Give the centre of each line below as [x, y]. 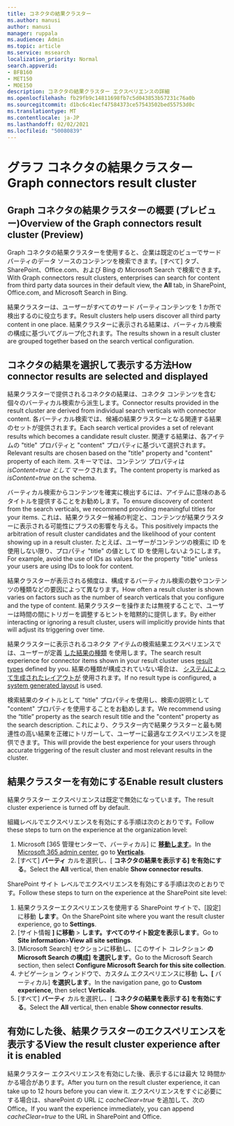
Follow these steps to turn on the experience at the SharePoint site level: [123, 893]
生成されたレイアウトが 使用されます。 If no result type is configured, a [115, 678]
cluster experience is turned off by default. [69, 807]
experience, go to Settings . [57, 924]
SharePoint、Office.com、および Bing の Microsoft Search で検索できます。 [116, 270]
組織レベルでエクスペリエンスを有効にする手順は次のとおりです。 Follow [111, 822]
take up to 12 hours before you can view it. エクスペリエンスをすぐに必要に [115, 1091]
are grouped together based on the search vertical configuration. [101, 341]
